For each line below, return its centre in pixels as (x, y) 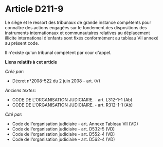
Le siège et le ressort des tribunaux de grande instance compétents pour (78, 22)
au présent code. (22, 43)
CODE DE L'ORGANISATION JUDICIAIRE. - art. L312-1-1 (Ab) (72, 100)
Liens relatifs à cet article (31, 62)
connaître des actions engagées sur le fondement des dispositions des (76, 27)
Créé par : (15, 71)
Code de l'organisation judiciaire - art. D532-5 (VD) (63, 129)
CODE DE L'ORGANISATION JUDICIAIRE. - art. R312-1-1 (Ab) (72, 105)
